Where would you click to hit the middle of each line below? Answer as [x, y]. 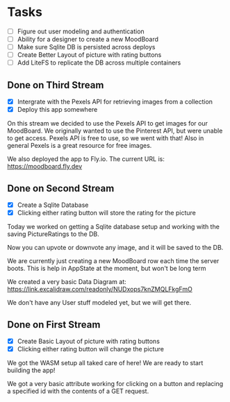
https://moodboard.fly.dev [45, 167]
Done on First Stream [54, 325]
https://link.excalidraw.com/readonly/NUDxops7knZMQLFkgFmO [100, 290]
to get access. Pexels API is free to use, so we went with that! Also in [106, 138]
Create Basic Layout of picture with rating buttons [88, 341]
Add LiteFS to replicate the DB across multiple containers [99, 62]
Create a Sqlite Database [53, 205]
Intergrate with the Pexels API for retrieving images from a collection [115, 102]
